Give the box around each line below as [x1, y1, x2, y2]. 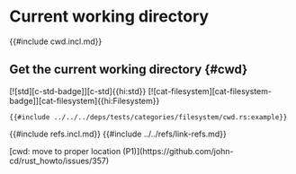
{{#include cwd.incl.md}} [9, 36, 103, 47]
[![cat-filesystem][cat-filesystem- [148, 85, 273, 96]
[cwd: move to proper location [9, 145, 121, 156]
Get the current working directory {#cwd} [9, 62, 248, 77]
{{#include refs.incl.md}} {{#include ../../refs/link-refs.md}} [9, 128, 227, 139]
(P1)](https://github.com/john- [122, 145, 234, 156]
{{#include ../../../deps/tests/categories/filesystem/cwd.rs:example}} [9, 112, 288, 122]
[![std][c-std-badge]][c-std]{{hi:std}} [9, 85, 147, 96]
